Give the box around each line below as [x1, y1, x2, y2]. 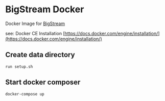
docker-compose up [5, 91, 44, 96]
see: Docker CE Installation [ [5, 30, 65, 36]
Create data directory [5, 50, 75, 59]
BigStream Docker [5, 4, 84, 15]
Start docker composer [5, 78, 81, 87]
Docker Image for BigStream [5, 20, 65, 27]
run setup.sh [5, 64, 33, 69]
